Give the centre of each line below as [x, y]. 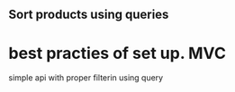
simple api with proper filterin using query [86, 78]
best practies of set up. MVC [117, 53]
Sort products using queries [89, 15]
